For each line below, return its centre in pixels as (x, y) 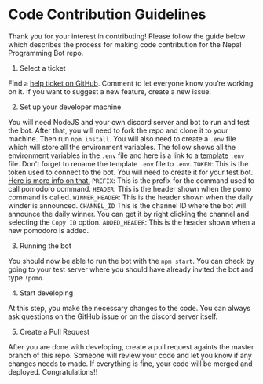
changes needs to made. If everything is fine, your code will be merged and (130, 364)
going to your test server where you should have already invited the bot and (131, 269)
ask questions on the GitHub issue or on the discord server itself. (113, 316)
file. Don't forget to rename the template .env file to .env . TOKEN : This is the (128, 163)
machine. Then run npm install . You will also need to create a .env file (122, 138)
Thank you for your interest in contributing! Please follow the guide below (127, 36)
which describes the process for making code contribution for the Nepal (125, 44)
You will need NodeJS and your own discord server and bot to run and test (129, 122)
